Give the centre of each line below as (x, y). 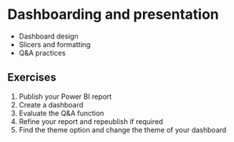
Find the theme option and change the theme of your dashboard (122, 129)
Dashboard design (49, 36)
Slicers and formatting (55, 44)
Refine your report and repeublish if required (91, 121)
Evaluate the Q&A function (61, 113)
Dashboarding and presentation (113, 15)
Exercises (32, 77)
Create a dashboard (51, 104)
